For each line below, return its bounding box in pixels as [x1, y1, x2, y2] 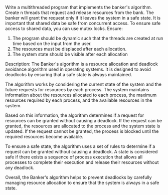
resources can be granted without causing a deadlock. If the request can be [5, 118, 162, 123]
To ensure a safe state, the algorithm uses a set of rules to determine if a [5, 143, 155, 149]
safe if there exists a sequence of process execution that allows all [5, 154, 143, 160]
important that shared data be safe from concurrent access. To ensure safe [5, 20, 161, 26]
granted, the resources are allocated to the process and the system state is [5, 123, 160, 129]
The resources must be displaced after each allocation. [12, 46, 127, 52]
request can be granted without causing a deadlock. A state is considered [5, 149, 158, 154]
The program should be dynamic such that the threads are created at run [12, 35, 163, 41]
